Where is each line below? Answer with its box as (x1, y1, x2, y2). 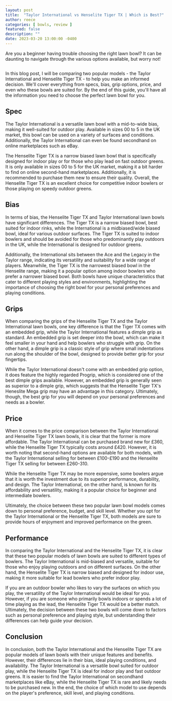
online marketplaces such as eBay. (5, 143, 79, 149)
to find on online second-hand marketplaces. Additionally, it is (5, 169, 137, 175)
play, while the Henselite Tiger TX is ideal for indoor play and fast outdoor (5, 668, 161, 674)
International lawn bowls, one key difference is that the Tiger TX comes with (5, 324, 166, 330)
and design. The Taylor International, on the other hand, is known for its (5, 482, 157, 488)
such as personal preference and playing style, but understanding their (5, 612, 156, 618)
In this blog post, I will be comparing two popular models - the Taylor (5, 70, 151, 76)
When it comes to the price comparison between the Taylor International (5, 428, 159, 434)
